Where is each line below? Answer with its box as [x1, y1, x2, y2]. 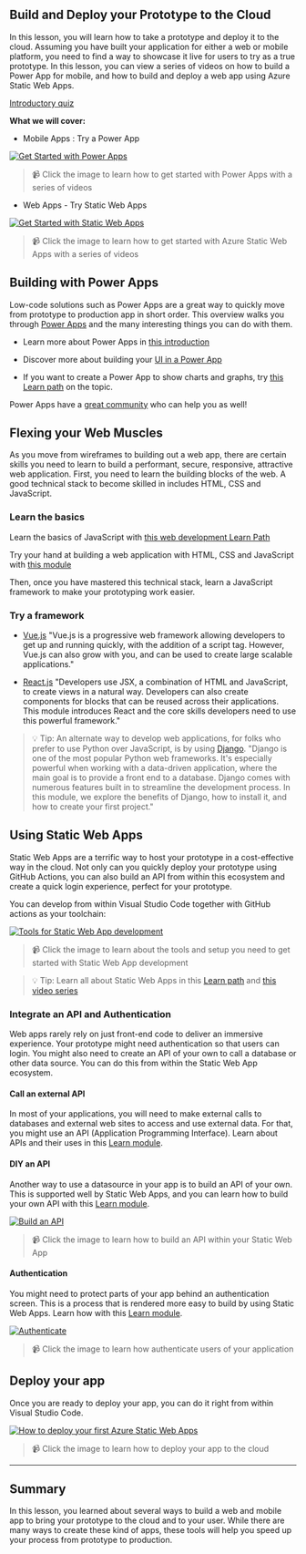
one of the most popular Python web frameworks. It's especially [31, 753, 273, 764]
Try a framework [9, 609, 85, 622]
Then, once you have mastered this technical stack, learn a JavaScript [9, 576, 273, 587]
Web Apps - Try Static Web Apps [22, 200, 148, 211]
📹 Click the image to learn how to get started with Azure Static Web [31, 235, 288, 246]
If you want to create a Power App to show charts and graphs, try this [22, 371, 284, 382]
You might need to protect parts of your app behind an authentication [9, 1288, 270, 1299]
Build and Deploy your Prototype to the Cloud [9, 7, 271, 23]
